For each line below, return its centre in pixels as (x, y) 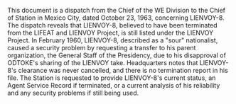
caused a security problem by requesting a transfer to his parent (102, 48)
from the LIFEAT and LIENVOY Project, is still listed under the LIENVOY (111, 33)
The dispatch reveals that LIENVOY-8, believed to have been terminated (113, 25)
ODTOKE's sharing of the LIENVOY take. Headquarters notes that (103, 63)
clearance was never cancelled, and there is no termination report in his (123, 70)
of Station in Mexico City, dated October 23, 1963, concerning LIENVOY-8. (116, 18)
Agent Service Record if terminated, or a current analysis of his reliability (114, 85)
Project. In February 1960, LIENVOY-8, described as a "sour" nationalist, (113, 40)
